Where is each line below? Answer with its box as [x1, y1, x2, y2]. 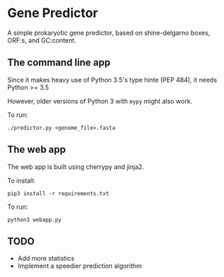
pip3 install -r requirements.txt [7, 190, 110, 197]
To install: [7, 176, 35, 185]
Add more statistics [17, 254, 74, 263]
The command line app [7, 57, 111, 69]
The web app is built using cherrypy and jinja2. [7, 162, 145, 171]
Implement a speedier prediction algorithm [17, 261, 142, 271]
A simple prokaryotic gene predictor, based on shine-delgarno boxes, [7, 28, 211, 37]
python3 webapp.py [7, 216, 62, 223]
